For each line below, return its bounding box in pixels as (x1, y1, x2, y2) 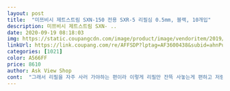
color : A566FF (7, 55, 48, 62)
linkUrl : (7, 42, 32, 49)
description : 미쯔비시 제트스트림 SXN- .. (7, 23, 117, 29)
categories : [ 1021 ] (7, 49, 63, 55)
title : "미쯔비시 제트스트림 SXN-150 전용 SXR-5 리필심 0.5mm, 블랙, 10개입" (7, 16, 212, 23)
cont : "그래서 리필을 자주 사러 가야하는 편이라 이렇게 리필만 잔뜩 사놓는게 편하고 (7, 73, 212, 81)
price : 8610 (7, 61, 41, 68)
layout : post (7, 10, 44, 17)
